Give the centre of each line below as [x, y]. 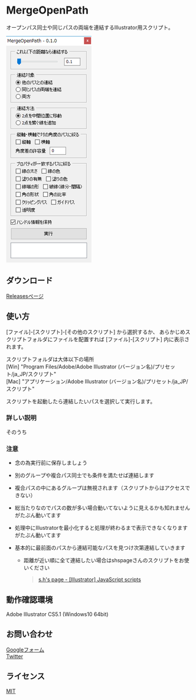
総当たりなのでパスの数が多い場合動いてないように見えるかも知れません [102, 508]
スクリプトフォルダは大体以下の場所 [50, 359]
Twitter [15, 656]
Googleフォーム [25, 649]
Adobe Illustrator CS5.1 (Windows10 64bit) [57, 614]
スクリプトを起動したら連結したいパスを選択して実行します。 [81, 401]
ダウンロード [30, 281]
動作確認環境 [30, 600]
